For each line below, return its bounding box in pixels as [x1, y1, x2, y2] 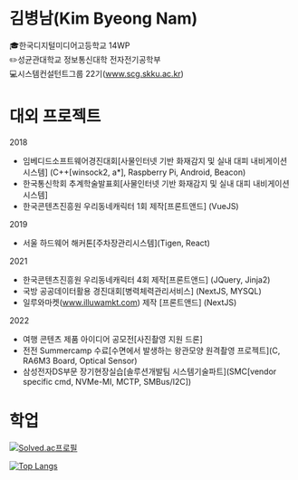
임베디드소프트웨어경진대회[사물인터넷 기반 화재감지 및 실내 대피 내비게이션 [22, 155, 288, 166]
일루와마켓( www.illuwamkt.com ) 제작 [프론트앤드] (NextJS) [22, 296, 237, 308]
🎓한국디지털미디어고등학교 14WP [9, 40, 130, 51]
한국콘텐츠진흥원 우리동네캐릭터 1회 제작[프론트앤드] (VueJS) [22, 200, 239, 211]
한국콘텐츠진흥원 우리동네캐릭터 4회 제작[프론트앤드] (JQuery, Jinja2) [22, 274, 271, 285]
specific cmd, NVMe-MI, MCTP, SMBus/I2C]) [22, 376, 192, 387]
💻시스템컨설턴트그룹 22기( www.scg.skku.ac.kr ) [9, 68, 184, 79]
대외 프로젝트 [9, 106, 101, 127]
